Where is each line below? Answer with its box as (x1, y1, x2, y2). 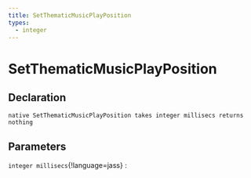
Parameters (8, 140, 67, 153)
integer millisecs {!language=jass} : (8, 161, 127, 170)
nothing (8, 118, 34, 126)
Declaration (8, 91, 67, 104)
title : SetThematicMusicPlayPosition (8, 11, 132, 20)
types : (8, 19, 30, 27)
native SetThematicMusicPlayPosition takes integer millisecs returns (8, 111, 244, 120)
